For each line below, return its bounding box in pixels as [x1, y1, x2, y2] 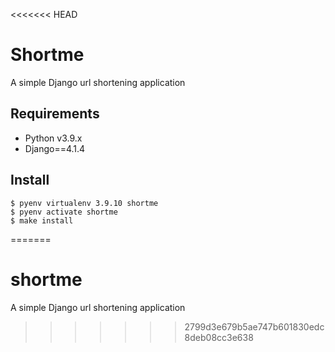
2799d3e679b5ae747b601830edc [184, 320, 325, 333]
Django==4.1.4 [24, 142, 86, 154]
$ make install [10, 215, 74, 226]
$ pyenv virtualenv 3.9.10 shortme [10, 198, 159, 208]
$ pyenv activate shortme [10, 207, 118, 217]
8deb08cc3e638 [184, 331, 254, 343]
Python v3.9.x [24, 132, 83, 144]
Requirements [10, 105, 100, 123]
